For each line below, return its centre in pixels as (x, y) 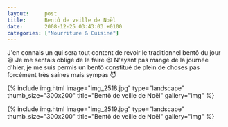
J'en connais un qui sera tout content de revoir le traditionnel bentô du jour (114, 53)
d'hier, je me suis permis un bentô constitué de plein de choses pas (104, 67)
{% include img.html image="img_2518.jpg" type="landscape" (96, 88)
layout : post (32, 14)
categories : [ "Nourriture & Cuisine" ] (63, 33)
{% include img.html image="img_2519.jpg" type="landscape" (96, 109)
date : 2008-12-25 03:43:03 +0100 (65, 26)
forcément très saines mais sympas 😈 (62, 75)
